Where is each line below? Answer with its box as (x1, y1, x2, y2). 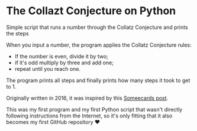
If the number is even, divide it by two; (14, 53, 108, 60)
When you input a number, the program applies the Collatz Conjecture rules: (6, 41, 192, 48)
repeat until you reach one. (14, 65, 81, 72)
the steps (6, 30, 29, 37)
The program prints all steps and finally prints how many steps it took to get (6, 77, 190, 84)
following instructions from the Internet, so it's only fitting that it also (6, 112, 173, 119)
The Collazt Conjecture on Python (6, 4, 176, 18)
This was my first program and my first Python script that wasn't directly (6, 106, 183, 113)
